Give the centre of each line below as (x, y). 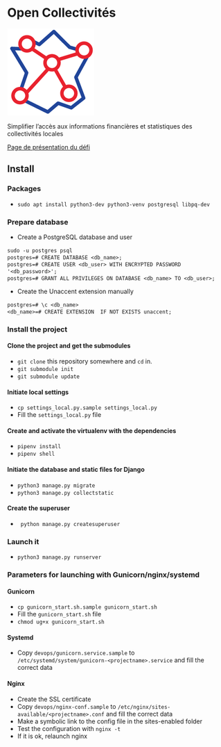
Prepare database (38, 222)
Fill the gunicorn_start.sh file (59, 614)
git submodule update (48, 377)
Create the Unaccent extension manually (75, 291)
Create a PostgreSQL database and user (75, 237)
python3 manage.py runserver (59, 557)
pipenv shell (36, 454)
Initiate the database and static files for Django (76, 470)
